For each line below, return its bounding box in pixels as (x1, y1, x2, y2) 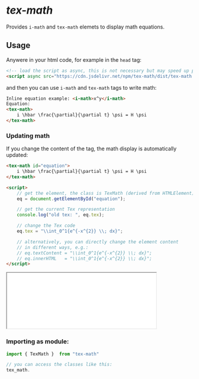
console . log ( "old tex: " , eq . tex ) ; (17, 212, 105, 218)
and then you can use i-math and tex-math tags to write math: (6, 84, 157, 91)
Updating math (6, 131, 50, 140)
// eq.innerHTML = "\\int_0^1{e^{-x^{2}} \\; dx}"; (17, 255, 152, 261)
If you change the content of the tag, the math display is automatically (6, 145, 176, 152)
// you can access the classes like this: (6, 362, 113, 368)
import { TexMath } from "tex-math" (6, 351, 99, 357)
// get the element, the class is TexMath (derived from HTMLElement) (17, 190, 195, 196)
